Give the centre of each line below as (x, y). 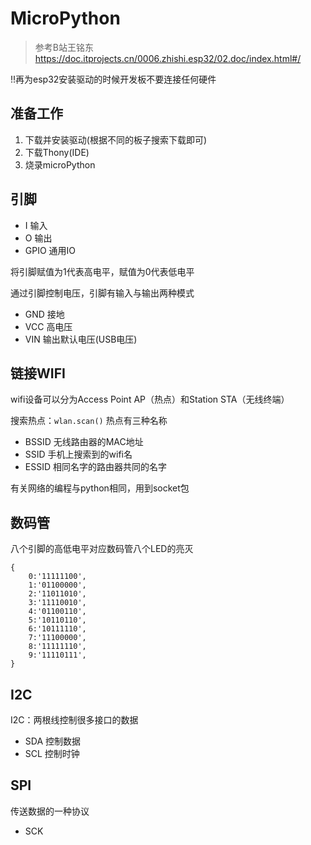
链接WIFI (38, 373)
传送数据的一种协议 (50, 811)
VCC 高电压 (48, 326)
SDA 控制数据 (53, 741)
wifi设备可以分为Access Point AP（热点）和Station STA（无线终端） (150, 399)
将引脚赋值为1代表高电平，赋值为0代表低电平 (102, 271)
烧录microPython (60, 164)
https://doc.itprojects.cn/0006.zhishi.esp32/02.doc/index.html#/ (168, 58)
